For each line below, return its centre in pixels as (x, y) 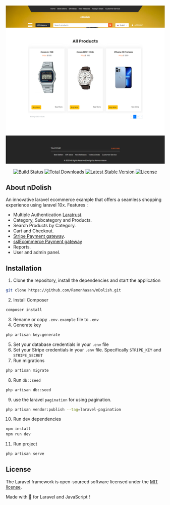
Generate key (27, 325)
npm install (18, 429)
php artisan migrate (27, 370)
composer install (24, 310)
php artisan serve (25, 454)
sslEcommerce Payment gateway (48, 242)
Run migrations (29, 360)
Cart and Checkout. (33, 231)
